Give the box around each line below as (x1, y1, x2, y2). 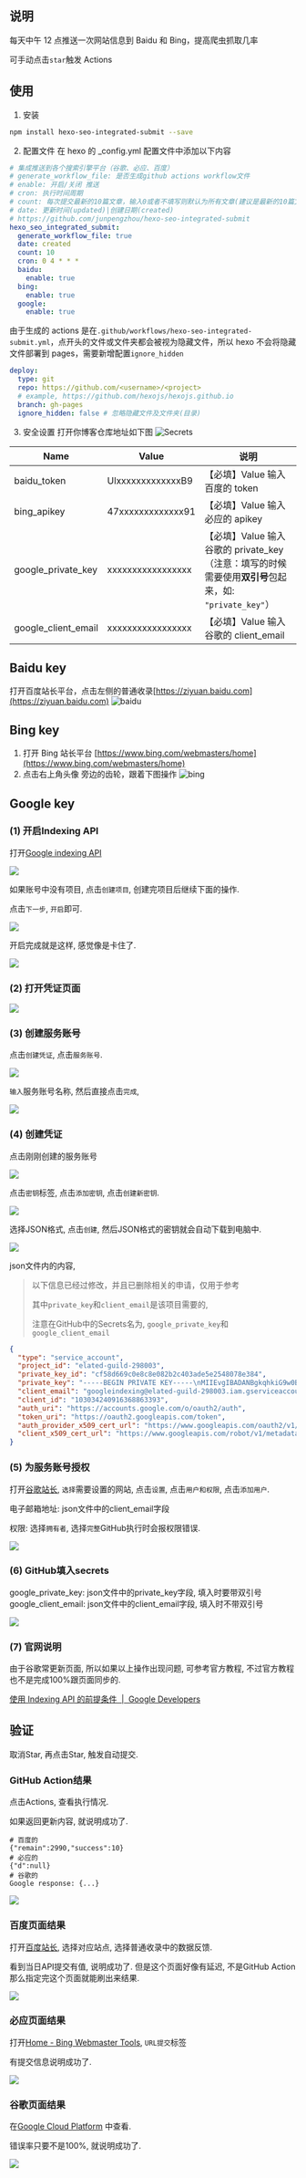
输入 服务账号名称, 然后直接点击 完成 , (9, 1086, 139, 1097)
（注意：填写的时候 (204, 557, 287, 569)
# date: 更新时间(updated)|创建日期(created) (9, 205, 175, 214)
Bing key (9, 722, 60, 737)
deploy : (9, 366, 39, 376)
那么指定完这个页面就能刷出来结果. (9, 1972, 140, 1983)
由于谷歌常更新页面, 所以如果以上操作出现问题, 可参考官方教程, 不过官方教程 (9, 1663, 294, 1674)
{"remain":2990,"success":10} (9, 1844, 125, 1853)
